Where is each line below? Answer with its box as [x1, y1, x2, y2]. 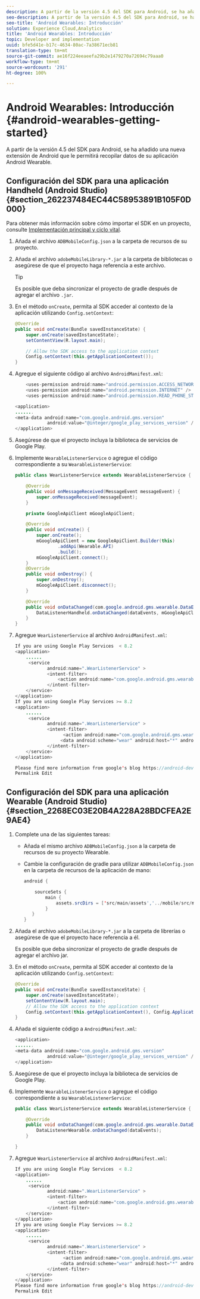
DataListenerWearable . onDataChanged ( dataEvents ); [36, 1128, 162, 1134]
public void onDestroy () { [26, 571, 93, 577]
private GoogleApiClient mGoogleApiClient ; [26, 510, 135, 516]
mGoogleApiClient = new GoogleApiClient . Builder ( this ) [36, 538, 176, 544]
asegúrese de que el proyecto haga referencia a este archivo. [14, 262, 165, 269]
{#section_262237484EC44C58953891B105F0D [6, 195, 192, 205]
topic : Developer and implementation [6, 36, 100, 42]
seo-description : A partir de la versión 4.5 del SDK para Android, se [6, 14, 187, 20]
